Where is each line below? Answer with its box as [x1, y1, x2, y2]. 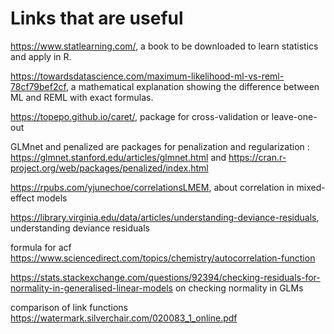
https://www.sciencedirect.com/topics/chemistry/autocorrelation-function [10, 252, 316, 264]
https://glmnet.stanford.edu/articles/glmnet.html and [10, 151, 227, 163]
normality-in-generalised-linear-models [10, 282, 173, 294]
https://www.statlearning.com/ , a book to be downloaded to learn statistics [10, 40, 319, 52]
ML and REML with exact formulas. [10, 91, 154, 103]
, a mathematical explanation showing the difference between [65, 80, 320, 92]
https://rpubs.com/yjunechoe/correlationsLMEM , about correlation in [10, 181, 295, 193]
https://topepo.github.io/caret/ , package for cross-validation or [10, 110, 270, 122]
